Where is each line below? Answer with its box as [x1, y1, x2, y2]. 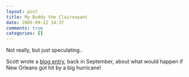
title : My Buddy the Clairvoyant [6, 14, 88, 20]
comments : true [6, 25, 43, 31]
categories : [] [6, 31, 43, 36]
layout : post [6, 8, 38, 15]
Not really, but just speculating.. [6, 46, 83, 53]
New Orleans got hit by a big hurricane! [6, 64, 102, 71]
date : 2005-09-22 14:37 [6, 19, 65, 25]
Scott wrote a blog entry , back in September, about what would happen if [6, 58, 183, 65]
